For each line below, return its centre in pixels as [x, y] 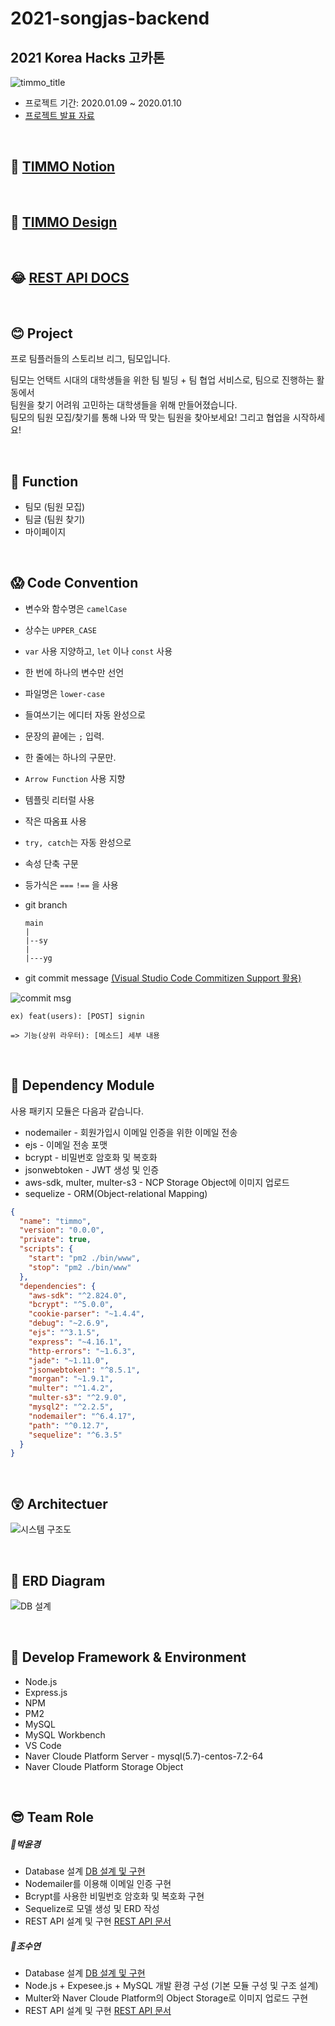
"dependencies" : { [58, 1286]
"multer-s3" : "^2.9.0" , [78, 1398]
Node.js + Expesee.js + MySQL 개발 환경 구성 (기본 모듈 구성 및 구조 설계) [171, 1986]
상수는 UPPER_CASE [60, 629]
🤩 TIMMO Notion [63, 167]
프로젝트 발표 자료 [59, 115]
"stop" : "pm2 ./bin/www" [80, 1267]
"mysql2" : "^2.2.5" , [71, 1407]
